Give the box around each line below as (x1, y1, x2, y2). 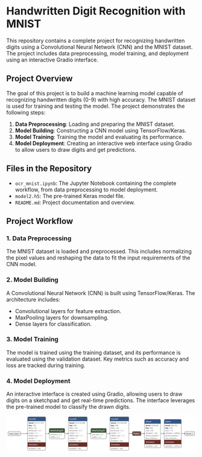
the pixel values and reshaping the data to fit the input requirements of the (6, 254, 191, 261)
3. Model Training (6, 335, 59, 344)
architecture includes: (6, 296, 60, 303)
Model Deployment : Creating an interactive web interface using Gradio (14, 140, 192, 147)
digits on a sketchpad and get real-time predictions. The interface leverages (6, 397, 195, 404)
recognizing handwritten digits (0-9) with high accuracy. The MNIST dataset (6, 96, 196, 103)
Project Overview (6, 73, 73, 84)
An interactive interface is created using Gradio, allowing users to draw (6, 390, 183, 398)
